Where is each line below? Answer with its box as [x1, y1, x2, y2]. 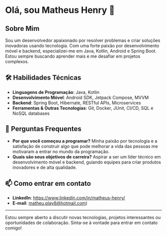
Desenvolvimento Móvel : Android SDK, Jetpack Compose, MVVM [12, 94, 149, 100]
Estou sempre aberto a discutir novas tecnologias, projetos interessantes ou [5, 215, 161, 221]
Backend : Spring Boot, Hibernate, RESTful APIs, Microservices [12, 99, 141, 106]
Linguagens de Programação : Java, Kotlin [12, 89, 100, 95]
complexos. [5, 59, 29, 64]
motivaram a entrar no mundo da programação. [12, 149, 110, 155]
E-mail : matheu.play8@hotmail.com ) [12, 200, 88, 206]
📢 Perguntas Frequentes [5, 125, 82, 133]
